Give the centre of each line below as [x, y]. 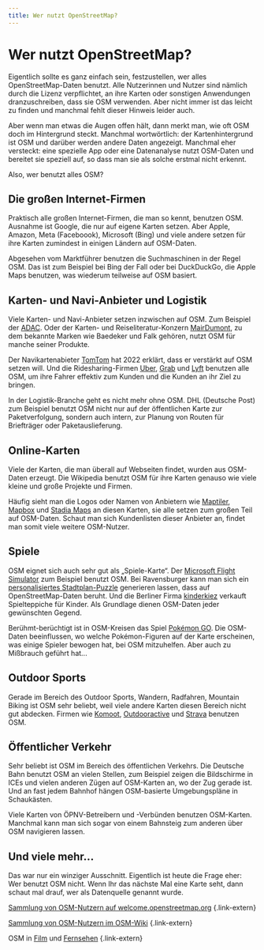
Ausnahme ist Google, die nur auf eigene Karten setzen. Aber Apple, [119, 227]
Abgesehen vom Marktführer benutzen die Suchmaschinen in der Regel [125, 258]
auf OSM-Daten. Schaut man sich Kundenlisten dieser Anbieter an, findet [127, 518]
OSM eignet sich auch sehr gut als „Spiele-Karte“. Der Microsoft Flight [122, 571]
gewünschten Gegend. [45, 613]
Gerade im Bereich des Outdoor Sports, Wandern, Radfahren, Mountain [124, 697]
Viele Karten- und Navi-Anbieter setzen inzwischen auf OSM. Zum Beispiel [129, 319]
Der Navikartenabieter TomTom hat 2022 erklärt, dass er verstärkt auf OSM [130, 360]
